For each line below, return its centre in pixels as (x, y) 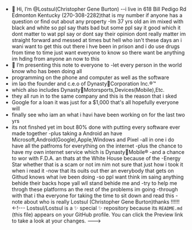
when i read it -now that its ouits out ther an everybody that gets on (92, 171)
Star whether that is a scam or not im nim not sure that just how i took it (97, 164)
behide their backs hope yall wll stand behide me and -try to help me (94, 183)
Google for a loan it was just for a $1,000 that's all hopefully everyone (95, 102)
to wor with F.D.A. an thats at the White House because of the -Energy (96, 158)
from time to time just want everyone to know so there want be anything (98, 52)
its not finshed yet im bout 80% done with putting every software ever (96, 127)
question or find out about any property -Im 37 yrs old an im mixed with (97, 21)
